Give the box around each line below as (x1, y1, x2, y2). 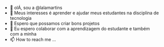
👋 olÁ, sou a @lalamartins (9, 5, 63, 10)
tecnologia (9, 15, 32, 21)
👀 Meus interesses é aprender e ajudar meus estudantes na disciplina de (9, 10, 159, 16)
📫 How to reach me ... (9, 37, 56, 42)
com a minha (9, 31, 37, 37)
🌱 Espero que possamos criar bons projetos (9, 20, 100, 26)
